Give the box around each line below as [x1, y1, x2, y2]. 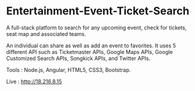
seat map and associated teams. [6, 30, 87, 37]
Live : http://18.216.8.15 [6, 78, 62, 85]
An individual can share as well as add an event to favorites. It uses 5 [6, 42, 176, 49]
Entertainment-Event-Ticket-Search [6, 4, 190, 18]
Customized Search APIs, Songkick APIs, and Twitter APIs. [6, 54, 151, 62]
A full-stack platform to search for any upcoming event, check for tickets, [6, 24, 187, 31]
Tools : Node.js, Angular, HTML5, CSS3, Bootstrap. [6, 66, 131, 73]
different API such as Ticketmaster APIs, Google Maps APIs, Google [6, 48, 173, 55]
